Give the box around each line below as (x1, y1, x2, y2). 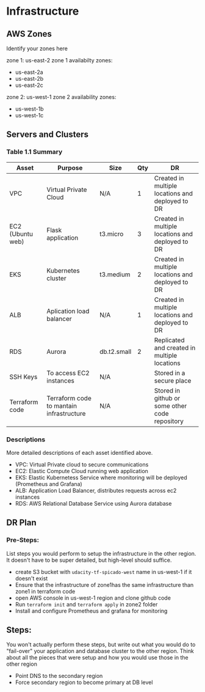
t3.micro (99, 229, 124, 238)
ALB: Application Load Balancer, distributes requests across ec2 (15, 487, 177, 494)
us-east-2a (15, 68, 44, 76)
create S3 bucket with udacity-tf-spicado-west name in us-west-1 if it (15, 568, 192, 575)
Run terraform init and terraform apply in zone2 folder (15, 600, 158, 608)
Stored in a (154, 369, 185, 377)
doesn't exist (15, 575, 48, 582)
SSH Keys (9, 372, 38, 381)
